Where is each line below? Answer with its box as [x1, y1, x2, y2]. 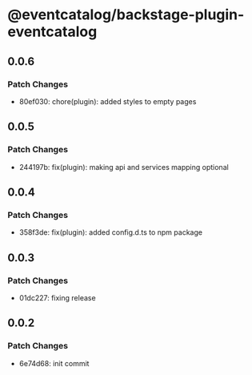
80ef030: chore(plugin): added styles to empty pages [18, 96, 197, 106]
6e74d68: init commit [18, 358, 90, 368]
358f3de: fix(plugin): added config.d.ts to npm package [18, 228, 203, 237]
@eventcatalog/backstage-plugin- [7, 6, 245, 24]
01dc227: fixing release [18, 292, 97, 302]
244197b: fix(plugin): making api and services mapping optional [18, 162, 229, 171]
